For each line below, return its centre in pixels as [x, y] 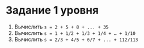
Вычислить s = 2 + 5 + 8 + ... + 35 [61, 27]
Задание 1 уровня [52, 10]
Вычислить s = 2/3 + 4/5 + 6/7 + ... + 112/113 [76, 39]
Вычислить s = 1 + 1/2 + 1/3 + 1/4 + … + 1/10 [75, 33]
